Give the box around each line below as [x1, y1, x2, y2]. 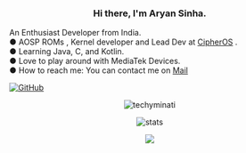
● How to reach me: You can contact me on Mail [9, 65, 189, 76]
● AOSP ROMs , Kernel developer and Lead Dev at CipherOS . [9, 36, 238, 47]
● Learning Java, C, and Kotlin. [9, 46, 125, 57]
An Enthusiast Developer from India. [9, 28, 142, 38]
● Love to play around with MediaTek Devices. [9, 56, 181, 67]
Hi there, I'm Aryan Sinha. [93, 7, 207, 20]
